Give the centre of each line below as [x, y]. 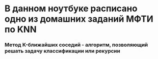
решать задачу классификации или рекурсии [63, 51]
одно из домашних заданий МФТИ [79, 19]
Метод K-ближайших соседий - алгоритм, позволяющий [76, 45]
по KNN [21, 29]
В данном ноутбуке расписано [71, 9]
